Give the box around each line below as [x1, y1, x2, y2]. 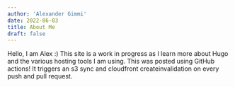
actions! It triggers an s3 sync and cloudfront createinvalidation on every [7, 64, 219, 73]
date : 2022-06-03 [7, 17, 59, 24]
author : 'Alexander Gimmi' [7, 10, 87, 18]
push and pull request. [7, 72, 73, 81]
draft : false [7, 30, 46, 37]
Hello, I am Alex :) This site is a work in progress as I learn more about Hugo [7, 50, 229, 58]
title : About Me [7, 23, 55, 30]
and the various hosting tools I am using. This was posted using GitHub [7, 57, 215, 66]
